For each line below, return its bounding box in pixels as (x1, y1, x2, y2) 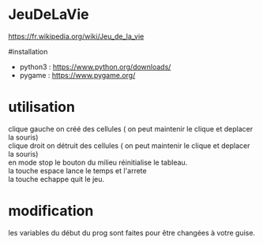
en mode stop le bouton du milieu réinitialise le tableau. (8, 158, 188, 167)
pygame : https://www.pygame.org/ (19, 70, 136, 80)
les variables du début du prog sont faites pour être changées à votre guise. (8, 228, 255, 237)
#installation (8, 46, 48, 56)
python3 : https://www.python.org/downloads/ (19, 61, 171, 72)
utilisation (8, 98, 75, 116)
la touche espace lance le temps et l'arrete (8, 165, 148, 175)
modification (8, 202, 94, 220)
